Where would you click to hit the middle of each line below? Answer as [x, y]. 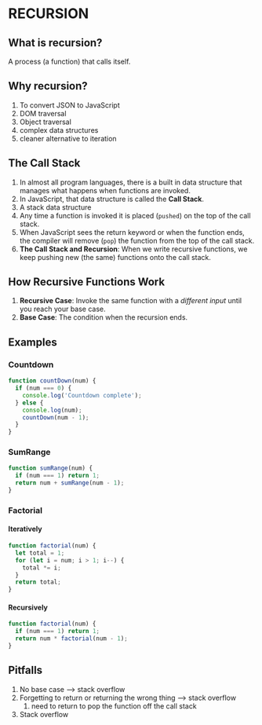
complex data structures [59, 130]
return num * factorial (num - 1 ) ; [71, 639]
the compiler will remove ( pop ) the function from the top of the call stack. [137, 240]
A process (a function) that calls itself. [69, 61]
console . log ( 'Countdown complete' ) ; [82, 395]
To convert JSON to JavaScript [69, 105]
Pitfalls [25, 670]
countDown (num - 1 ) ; [56, 417]
